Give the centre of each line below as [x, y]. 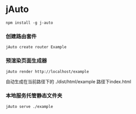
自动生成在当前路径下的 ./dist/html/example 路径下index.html [69, 81]
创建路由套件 [21, 36]
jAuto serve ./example [29, 106]
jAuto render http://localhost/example [47, 72]
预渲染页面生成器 [26, 61]
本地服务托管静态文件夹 [34, 96]
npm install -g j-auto [29, 23]
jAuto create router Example [36, 47]
